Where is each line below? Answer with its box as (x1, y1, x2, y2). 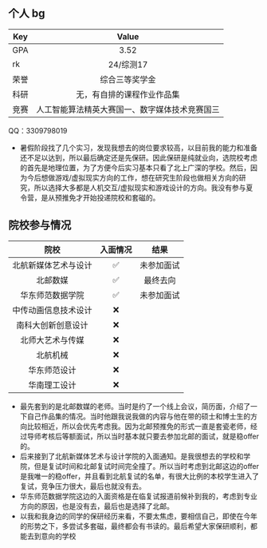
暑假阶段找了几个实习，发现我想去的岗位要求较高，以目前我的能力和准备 (19, 142, 257, 153)
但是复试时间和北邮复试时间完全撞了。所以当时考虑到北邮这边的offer (33, 461, 260, 471)
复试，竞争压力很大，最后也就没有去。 (19, 481, 146, 490)
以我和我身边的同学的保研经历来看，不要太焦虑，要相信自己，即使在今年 (19, 511, 257, 521)
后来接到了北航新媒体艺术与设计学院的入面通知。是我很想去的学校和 (19, 451, 244, 461)
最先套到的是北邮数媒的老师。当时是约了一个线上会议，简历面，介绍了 (19, 401, 251, 411)
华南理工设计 (28, 379, 77, 391)
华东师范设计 (28, 364, 77, 375)
